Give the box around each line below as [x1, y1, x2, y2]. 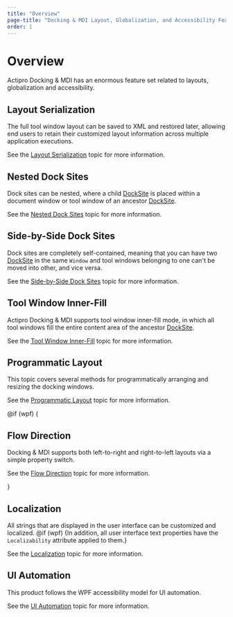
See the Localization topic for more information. [7, 549, 144, 558]
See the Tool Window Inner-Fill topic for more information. [7, 336, 173, 345]
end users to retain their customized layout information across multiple [7, 130, 209, 138]
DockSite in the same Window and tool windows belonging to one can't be [7, 256, 215, 265]
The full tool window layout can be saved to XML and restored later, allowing [7, 123, 225, 131]
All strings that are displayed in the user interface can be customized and [7, 522, 216, 529]
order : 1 [7, 23, 33, 30]
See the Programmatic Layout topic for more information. [7, 396, 170, 405]
